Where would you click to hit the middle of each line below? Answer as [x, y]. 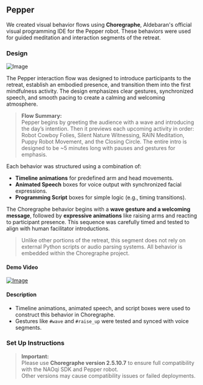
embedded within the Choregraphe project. [75, 253]
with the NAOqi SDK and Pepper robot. [70, 369]
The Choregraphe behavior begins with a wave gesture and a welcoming [98, 210]
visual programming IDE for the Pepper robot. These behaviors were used [99, 31]
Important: [35, 356]
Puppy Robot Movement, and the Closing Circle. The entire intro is [104, 141]
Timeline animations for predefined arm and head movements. [94, 178]
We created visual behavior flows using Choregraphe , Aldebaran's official [99, 24]
